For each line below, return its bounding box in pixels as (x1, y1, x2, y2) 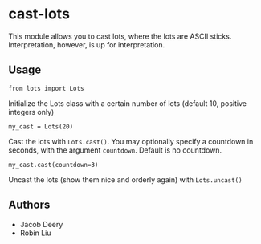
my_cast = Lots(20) (8, 122, 74, 131)
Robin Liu (19, 228, 51, 238)
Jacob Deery (19, 219, 63, 229)
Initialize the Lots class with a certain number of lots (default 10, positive (8, 98, 247, 108)
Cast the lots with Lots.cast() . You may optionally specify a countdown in (8, 136, 254, 146)
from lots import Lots (8, 84, 84, 92)
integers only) (8, 107, 55, 116)
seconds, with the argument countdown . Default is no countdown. (8, 145, 222, 155)
